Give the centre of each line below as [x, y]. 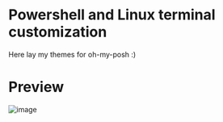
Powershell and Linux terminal [112, 15]
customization [58, 32]
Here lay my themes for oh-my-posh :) [72, 54]
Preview [36, 87]
